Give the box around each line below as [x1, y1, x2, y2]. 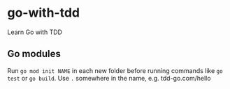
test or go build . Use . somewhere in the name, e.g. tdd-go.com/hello [7, 74, 211, 82]
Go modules [7, 48, 61, 60]
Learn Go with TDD [7, 28, 63, 36]
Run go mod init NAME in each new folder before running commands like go [7, 66, 223, 74]
